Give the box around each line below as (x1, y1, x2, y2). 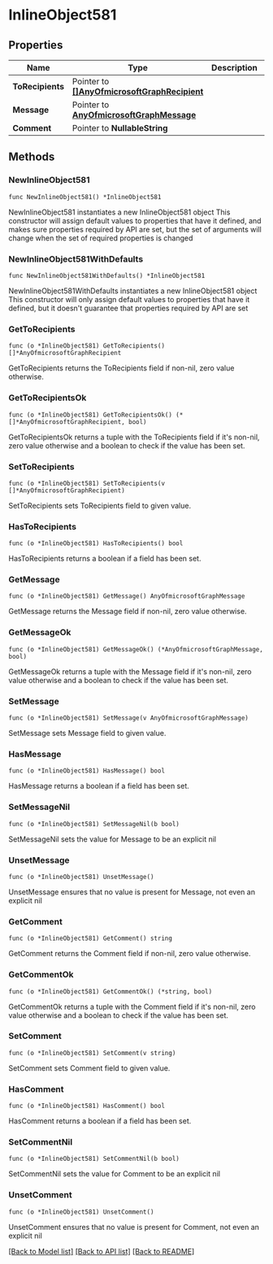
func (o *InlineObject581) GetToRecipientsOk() (8, 410, 173, 419)
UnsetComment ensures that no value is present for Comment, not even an (8, 1222, 260, 1232)
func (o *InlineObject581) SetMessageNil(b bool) (8, 820, 180, 828)
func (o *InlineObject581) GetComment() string (8, 934, 173, 943)
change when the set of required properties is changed (8, 233, 193, 243)
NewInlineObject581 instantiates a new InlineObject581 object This (8, 207, 231, 217)
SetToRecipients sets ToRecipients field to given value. (8, 500, 192, 510)
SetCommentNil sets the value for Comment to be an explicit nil (8, 1169, 221, 1179)
